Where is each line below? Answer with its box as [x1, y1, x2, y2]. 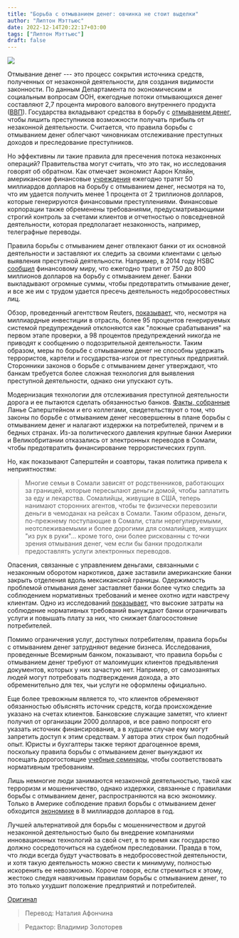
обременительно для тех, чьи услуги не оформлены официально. [7, 680, 207, 689]
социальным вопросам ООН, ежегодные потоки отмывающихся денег [7, 93, 223, 101]
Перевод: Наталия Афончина [24, 909, 114, 917]
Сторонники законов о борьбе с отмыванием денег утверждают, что [7, 362, 218, 370]
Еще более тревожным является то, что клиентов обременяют [7, 695, 199, 703]
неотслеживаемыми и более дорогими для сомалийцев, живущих [24, 524, 228, 533]
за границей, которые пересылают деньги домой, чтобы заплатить [24, 486, 230, 495]
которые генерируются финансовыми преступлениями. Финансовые [7, 198, 218, 206]
